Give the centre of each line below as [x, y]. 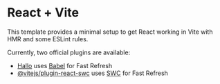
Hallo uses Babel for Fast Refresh [65, 65]
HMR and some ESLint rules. [48, 39]
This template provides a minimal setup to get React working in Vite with [110, 32]
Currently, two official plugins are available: [69, 52]
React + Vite [43, 13]
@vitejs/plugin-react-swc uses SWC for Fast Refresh [92, 73]
